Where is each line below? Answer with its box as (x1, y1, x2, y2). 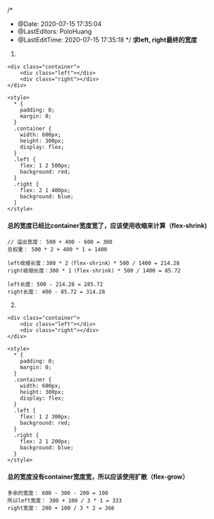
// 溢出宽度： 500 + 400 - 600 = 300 (7, 239, 113, 246)
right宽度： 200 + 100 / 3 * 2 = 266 (7, 505, 115, 512)
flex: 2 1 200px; (20, 438, 71, 446)
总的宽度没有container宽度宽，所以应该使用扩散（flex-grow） (7, 472, 189, 481)
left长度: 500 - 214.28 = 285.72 (7, 281, 103, 288)
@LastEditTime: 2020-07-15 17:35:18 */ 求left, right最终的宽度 (17, 35, 197, 44)
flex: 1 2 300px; (20, 413, 71, 421)
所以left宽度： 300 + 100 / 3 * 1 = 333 (7, 497, 122, 504)
